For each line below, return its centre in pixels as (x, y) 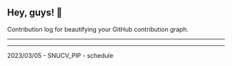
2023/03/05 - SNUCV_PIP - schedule (60, 55)
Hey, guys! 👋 (35, 13)
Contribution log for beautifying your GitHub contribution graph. (98, 29)
